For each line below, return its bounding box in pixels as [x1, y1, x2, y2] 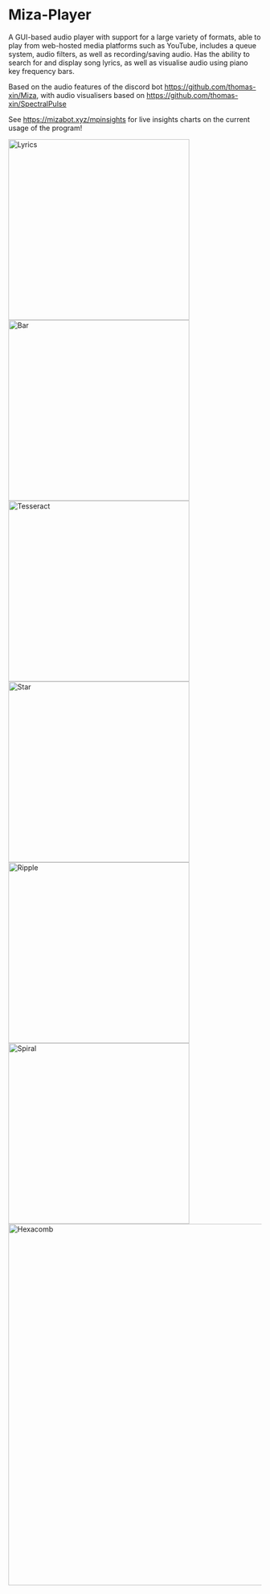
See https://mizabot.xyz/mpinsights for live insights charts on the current [8, 114, 251, 124]
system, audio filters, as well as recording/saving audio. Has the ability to [8, 49, 251, 59]
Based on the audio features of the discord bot [8, 82, 163, 92]
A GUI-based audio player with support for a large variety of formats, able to [8, 32, 261, 42]
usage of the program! [8, 123, 83, 133]
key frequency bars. [8, 66, 75, 76]
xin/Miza [8, 90, 37, 100]
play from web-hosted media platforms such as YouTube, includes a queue [8, 40, 257, 50]
